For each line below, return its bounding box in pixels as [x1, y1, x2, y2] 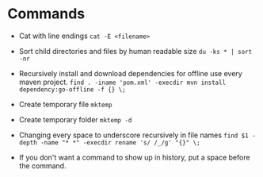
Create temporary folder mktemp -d [18, 114, 132, 124]
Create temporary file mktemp [18, 99, 112, 109]
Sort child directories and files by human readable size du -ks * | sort [18, 46, 253, 56]
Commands [7, 5, 86, 23]
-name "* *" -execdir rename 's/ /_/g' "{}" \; [40, 138, 200, 147]
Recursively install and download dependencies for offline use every [18, 68, 242, 78]
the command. [18, 160, 67, 171]
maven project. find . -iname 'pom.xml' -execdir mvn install [18, 77, 227, 87]
